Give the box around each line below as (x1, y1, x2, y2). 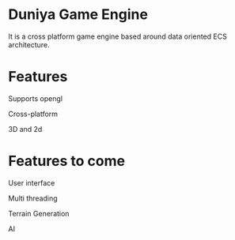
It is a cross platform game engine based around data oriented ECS (8, 32, 227, 41)
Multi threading (8, 193, 58, 203)
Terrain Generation (8, 208, 70, 218)
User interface (8, 178, 55, 187)
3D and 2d (8, 124, 43, 133)
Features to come (8, 152, 125, 171)
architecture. (8, 39, 50, 49)
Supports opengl (8, 93, 63, 103)
